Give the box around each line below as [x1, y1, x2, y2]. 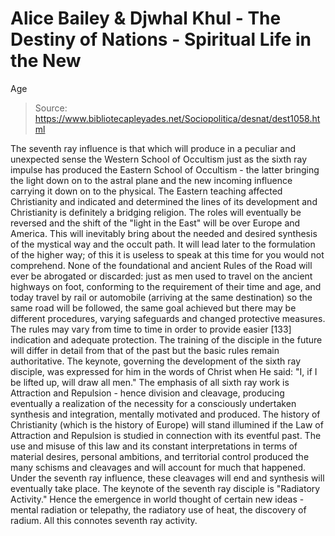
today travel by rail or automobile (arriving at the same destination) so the [10, 291, 313, 303]
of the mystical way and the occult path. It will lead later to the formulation [10, 238, 316, 250]
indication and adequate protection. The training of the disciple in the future [10, 333, 323, 346]
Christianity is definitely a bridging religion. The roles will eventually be [10, 206, 302, 218]
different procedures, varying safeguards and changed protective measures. [10, 312, 326, 324]
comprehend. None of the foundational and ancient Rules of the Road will [10, 259, 313, 271]
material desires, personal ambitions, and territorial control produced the [10, 450, 310, 462]
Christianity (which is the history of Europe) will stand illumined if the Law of [10, 418, 324, 431]
